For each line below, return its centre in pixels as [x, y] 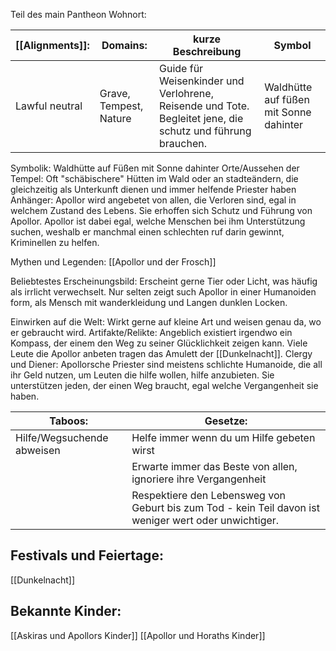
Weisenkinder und [202, 81]
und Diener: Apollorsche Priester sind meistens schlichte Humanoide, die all [166, 364]
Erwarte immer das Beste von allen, [214, 466]
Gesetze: [226, 421]
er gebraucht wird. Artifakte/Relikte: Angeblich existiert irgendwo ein [151, 332]
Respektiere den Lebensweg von [208, 495]
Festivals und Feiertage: [87, 555]
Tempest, [121, 106]
